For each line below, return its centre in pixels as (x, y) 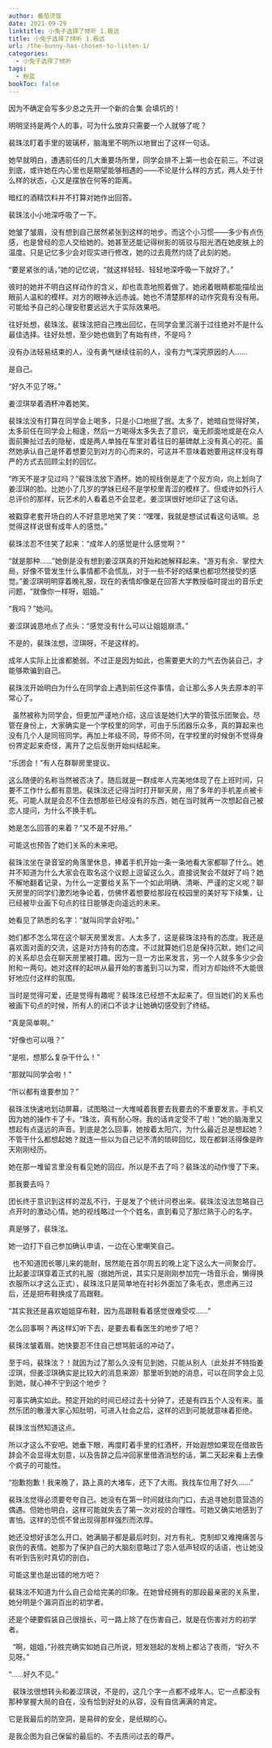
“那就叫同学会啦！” (40, 1074)
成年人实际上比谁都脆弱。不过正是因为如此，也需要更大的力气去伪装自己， (132, 660)
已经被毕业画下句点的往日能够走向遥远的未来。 (86, 903)
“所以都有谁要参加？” (44, 1091)
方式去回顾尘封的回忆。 (62, 461)
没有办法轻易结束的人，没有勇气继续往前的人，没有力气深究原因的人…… (128, 352)
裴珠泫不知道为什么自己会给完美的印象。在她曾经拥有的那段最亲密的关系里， (136, 1591)
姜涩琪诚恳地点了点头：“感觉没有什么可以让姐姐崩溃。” (98, 625)
